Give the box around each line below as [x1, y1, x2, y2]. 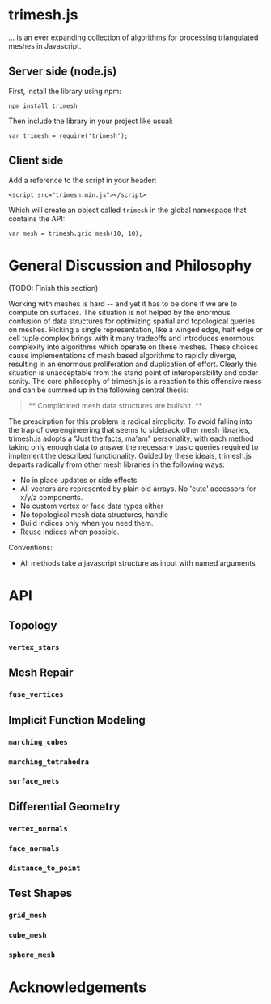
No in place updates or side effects [19, 475, 138, 485]
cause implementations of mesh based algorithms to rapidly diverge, [8, 350, 237, 360]
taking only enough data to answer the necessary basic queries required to [8, 442, 259, 451]
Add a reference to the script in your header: [8, 175, 157, 185]
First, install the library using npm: [8, 86, 121, 96]
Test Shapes [8, 887, 73, 900]
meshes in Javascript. [8, 41, 82, 50]
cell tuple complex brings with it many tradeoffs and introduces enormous [8, 333, 255, 343]
